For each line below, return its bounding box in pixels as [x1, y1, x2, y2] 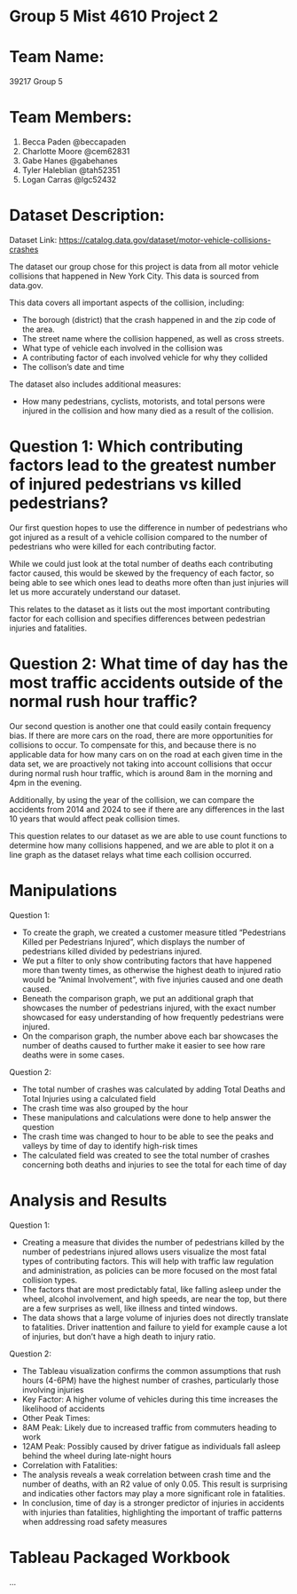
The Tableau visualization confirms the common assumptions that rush [21, 1365, 282, 1376]
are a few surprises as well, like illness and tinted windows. [21, 1302, 238, 1314]
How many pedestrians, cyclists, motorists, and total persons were [21, 397, 266, 406]
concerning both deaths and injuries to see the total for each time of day [21, 1159, 287, 1170]
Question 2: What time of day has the [9, 654, 288, 674]
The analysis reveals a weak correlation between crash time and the [21, 1469, 271, 1480]
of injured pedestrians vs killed [9, 475, 242, 494]
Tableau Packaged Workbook [9, 1547, 231, 1567]
